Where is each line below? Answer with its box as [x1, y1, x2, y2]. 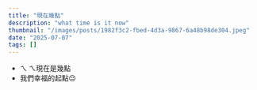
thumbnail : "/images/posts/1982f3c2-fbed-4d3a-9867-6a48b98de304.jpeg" [8, 26, 250, 34]
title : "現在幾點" [8, 11, 65, 20]
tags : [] [8, 41, 37, 49]
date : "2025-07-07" [8, 33, 73, 42]
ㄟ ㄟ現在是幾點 [19, 64, 71, 73]
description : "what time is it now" [8, 19, 129, 27]
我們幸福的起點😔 [19, 73, 77, 83]
